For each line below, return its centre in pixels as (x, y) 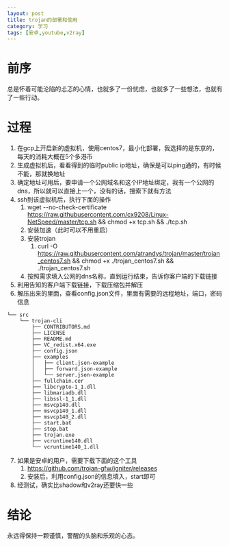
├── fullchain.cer (58, 381)
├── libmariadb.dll (59, 393)
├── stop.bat (50, 429)
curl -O (48, 246)
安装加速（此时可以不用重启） (69, 230)
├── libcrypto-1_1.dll (64, 387)
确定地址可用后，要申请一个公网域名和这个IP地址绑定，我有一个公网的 (116, 182)
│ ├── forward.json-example (75, 369)
